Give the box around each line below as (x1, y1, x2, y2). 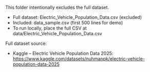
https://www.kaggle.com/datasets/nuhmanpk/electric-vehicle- (12, 56, 145, 62)
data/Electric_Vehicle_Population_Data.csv (12, 31, 102, 36)
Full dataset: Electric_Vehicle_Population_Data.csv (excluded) (12, 14, 142, 20)
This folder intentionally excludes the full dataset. (5, 5, 109, 10)
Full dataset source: (5, 40, 47, 46)
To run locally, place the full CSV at (12, 25, 87, 31)
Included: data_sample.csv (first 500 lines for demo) (12, 20, 123, 26)
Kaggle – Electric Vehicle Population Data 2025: (12, 51, 114, 56)
